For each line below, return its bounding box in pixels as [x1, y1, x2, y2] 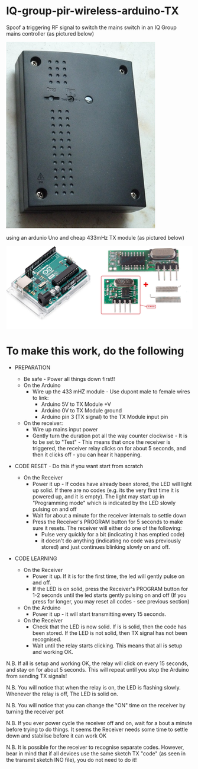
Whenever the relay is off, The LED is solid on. [6, 690, 118, 697]
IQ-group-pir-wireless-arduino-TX [6, 4, 179, 18]
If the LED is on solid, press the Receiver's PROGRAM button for [32, 585, 188, 592]
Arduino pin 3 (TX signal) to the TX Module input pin [41, 413, 168, 420]
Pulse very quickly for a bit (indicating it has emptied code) [41, 530, 185, 538]
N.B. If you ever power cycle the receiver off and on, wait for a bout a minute [6, 719, 193, 726]
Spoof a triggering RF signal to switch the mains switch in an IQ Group [6, 24, 177, 31]
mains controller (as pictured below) [6, 30, 95, 37]
